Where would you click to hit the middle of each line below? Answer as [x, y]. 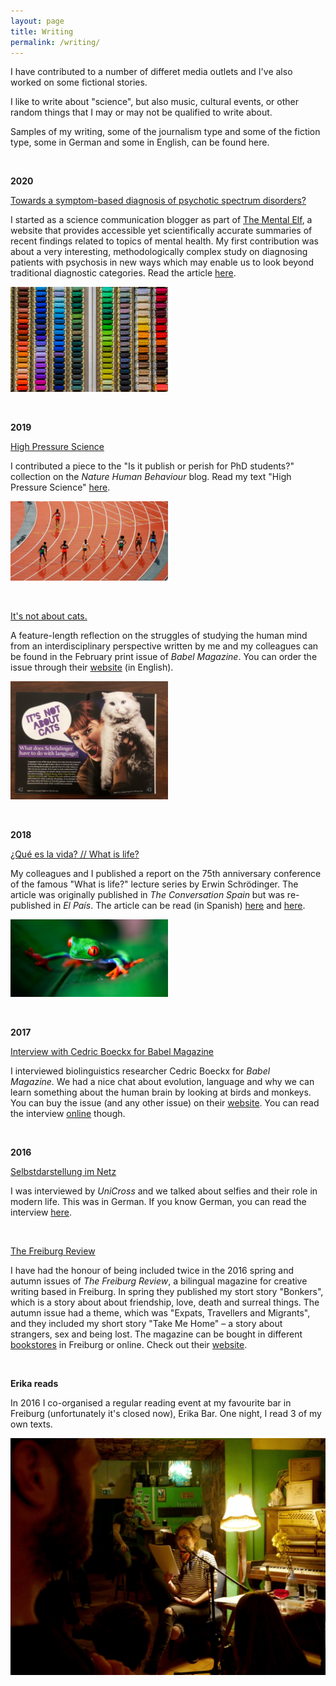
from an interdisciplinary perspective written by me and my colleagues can [164, 646]
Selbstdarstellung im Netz [63, 1172]
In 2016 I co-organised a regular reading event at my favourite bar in [151, 1403]
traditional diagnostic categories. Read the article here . [123, 273]
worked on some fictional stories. [79, 82]
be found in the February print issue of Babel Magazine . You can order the [164, 657]
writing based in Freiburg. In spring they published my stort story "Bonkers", [167, 1292]
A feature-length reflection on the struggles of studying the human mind [159, 636]
